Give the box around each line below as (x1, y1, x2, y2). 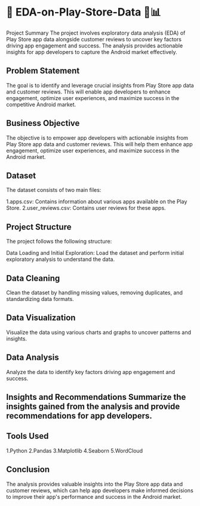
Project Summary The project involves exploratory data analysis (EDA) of (6, 29, 186, 37)
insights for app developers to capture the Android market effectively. (6, 48, 177, 55)
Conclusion (6, 465, 50, 475)
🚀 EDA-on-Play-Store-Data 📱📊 (6, 5, 161, 19)
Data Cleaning (6, 273, 60, 283)
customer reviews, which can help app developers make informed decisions (6, 487, 194, 494)
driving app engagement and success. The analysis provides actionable (6, 42, 183, 49)
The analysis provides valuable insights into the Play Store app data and (6, 480, 183, 487)
